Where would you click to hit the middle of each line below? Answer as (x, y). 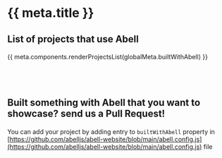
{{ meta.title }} (51, 13)
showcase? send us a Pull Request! (86, 114)
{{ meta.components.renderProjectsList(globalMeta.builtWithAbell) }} (107, 57)
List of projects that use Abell (73, 39)
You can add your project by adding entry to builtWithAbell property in (111, 131)
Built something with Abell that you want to (104, 103)
